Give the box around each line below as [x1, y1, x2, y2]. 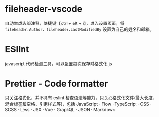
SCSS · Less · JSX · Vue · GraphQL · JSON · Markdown [5, 106, 115, 112]
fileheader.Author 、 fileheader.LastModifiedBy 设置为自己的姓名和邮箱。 [5, 26, 154, 32]
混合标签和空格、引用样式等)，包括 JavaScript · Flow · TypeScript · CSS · [5, 101, 152, 107]
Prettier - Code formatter [5, 78, 108, 89]
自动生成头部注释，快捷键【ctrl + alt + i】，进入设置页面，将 [5, 20, 125, 26]
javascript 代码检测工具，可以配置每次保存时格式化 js [5, 60, 112, 67]
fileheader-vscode [5, 3, 83, 15]
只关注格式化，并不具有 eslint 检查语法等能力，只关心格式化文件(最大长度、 [5, 94, 158, 101]
